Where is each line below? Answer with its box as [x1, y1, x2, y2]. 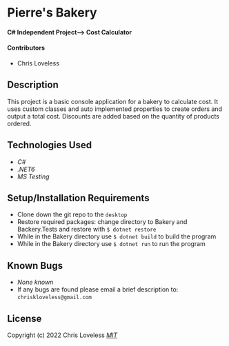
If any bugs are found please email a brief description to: [17, 285, 179, 294]
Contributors [7, 43, 46, 52]
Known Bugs [7, 260, 63, 272]
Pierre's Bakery [7, 5, 98, 21]
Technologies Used [7, 139, 92, 151]
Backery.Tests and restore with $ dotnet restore [17, 225, 157, 234]
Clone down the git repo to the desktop [17, 210, 128, 218]
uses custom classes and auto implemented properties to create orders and [7, 105, 223, 113]
